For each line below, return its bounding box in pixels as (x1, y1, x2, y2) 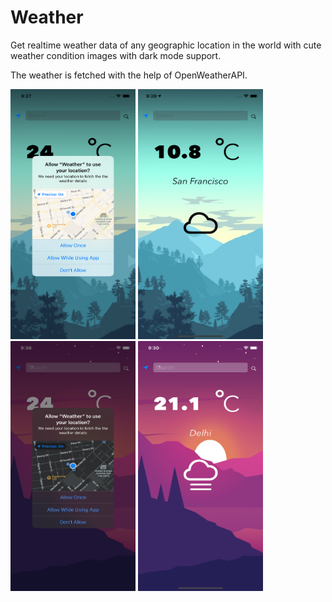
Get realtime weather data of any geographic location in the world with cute (10, 39, 322, 51)
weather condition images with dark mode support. (10, 49, 222, 61)
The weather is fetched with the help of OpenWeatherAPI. (10, 69, 248, 81)
